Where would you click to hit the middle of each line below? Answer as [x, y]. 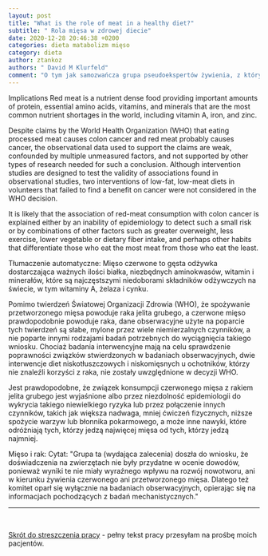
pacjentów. [26, 543]
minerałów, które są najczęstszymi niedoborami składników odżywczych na [132, 280]
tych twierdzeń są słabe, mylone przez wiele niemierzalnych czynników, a [130, 329]
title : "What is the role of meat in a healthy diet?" [101, 23]
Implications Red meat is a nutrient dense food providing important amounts [133, 97]
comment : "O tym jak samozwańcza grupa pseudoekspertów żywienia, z [124, 75]
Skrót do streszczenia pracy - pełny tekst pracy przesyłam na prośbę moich [133, 534]
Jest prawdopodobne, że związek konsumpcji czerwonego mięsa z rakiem [131, 387]
